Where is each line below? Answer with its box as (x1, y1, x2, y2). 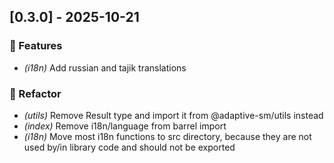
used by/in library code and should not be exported (23, 141, 236, 153)
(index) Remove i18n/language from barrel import (23, 120, 227, 132)
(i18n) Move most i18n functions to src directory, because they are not (23, 130, 312, 142)
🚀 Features (9, 39, 63, 53)
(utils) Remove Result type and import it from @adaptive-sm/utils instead (23, 109, 324, 121)
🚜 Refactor (9, 86, 62, 100)
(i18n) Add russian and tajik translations (23, 61, 187, 74)
